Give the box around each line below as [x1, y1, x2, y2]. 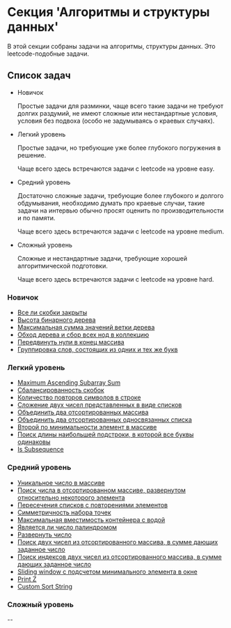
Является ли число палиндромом [17, 523, 117, 531]
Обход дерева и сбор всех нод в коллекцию [17, 330, 150, 339]
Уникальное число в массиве [17, 478, 106, 487]
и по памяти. [17, 213, 56, 222]
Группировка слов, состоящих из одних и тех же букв [17, 346, 178, 354]
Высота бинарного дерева [17, 316, 96, 324]
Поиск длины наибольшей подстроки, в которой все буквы [17, 430, 194, 439]
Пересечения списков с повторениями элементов [17, 500, 168, 509]
